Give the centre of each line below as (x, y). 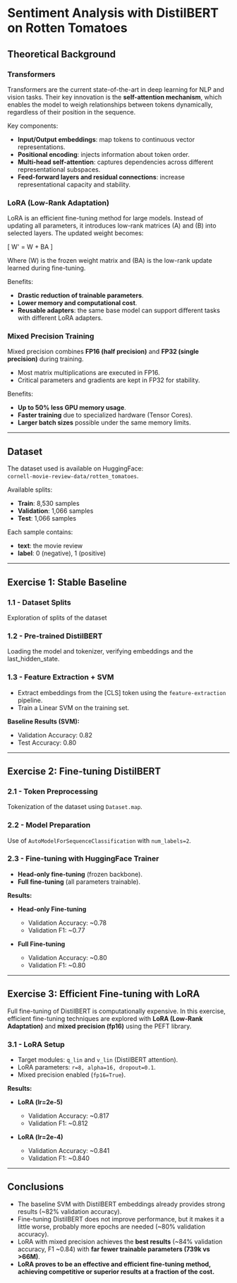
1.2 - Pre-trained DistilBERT (55, 636)
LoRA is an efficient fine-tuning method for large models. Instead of (105, 218)
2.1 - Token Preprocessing (53, 791)
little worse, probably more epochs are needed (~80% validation (111, 1226)
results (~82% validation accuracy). (69, 1211)
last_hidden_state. (34, 659)
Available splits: (30, 490)
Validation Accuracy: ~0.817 (68, 1116)
